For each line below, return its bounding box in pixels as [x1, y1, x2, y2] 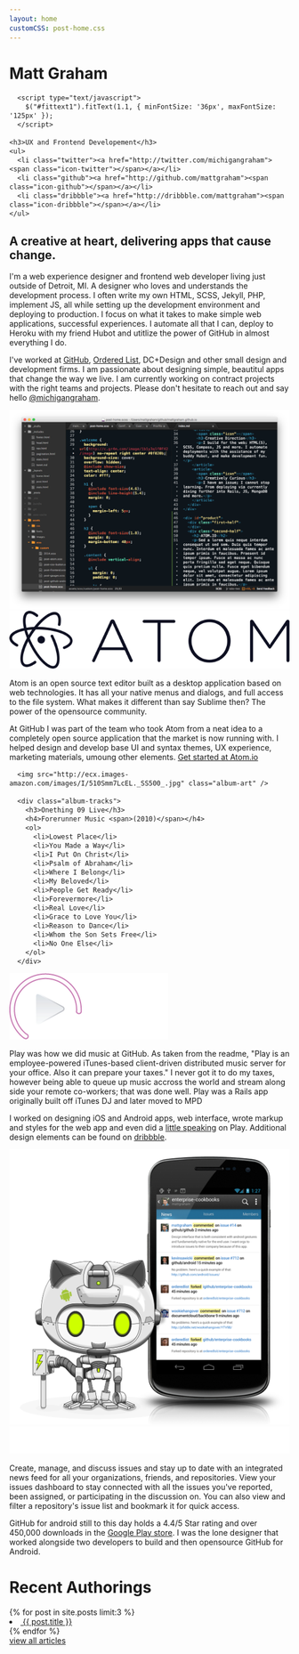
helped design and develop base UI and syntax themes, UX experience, [9, 742, 272, 753]
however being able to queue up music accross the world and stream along [9, 1077, 287, 1088]
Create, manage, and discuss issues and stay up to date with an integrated [9, 1463, 283, 1473]
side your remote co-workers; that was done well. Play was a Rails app [9, 1086, 269, 1097]
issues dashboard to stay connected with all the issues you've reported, [9, 1481, 273, 1492]
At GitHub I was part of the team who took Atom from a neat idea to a [9, 724, 263, 734]
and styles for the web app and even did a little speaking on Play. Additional [9, 1123, 287, 1133]
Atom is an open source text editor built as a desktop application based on [9, 677, 282, 689]
